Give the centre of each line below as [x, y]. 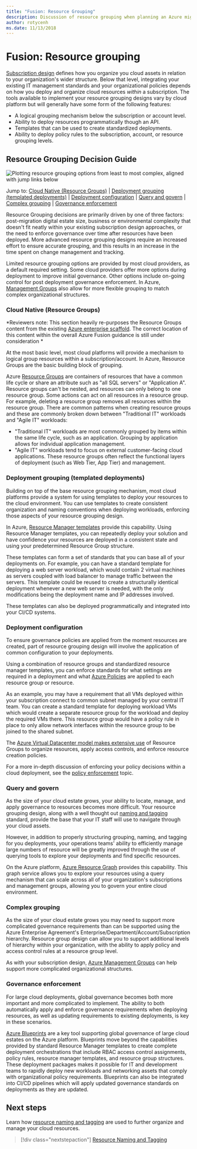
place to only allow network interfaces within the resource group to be [91, 725]
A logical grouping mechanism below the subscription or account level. [100, 116]
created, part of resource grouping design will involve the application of [93, 646]
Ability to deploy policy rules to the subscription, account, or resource [99, 134]
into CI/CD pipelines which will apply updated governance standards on [93, 1083]
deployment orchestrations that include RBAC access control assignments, [96, 1052]
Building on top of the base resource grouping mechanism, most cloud [91, 491]
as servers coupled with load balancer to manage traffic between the [89, 576]
